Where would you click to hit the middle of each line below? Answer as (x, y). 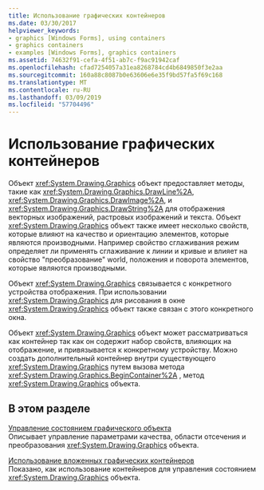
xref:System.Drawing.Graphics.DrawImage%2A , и (91, 200)
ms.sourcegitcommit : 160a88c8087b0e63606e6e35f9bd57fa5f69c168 (116, 75)
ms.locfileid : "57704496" (51, 105)
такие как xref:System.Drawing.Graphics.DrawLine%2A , (101, 192)
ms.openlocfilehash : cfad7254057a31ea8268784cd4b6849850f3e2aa (116, 68)
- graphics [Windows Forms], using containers (87, 38)
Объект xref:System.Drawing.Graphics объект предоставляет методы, (126, 184)
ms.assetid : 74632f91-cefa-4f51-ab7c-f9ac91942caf (94, 61)
